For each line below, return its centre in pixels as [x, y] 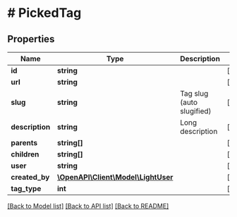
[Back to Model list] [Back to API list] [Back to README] [88, 206]
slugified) [195, 111]
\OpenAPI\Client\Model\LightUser [115, 177]
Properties [31, 39]
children [25, 154]
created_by [30, 177]
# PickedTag [44, 13]
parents [24, 143]
